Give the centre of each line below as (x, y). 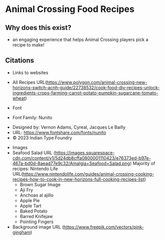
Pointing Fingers (37, 222)
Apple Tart (30, 206)
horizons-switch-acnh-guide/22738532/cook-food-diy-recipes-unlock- (86, 87)
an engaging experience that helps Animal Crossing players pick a (80, 39)
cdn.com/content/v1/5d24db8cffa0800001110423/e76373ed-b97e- (82, 158)
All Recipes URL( (30, 82)
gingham (21, 232)
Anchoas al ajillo (37, 195)
